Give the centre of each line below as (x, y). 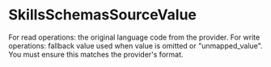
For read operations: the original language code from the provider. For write (134, 37)
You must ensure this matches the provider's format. (96, 54)
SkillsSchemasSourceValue (102, 15)
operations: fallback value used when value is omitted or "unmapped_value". (135, 45)
